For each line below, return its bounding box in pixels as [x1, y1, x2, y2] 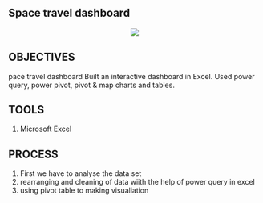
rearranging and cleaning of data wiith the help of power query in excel [19, 177, 255, 187]
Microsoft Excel [19, 124, 72, 134]
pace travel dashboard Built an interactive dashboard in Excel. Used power [8, 71, 255, 81]
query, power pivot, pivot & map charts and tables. [8, 80, 175, 90]
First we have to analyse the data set [19, 169, 142, 178]
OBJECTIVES [8, 50, 75, 64]
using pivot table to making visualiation [19, 185, 149, 195]
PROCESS [8, 147, 59, 161]
